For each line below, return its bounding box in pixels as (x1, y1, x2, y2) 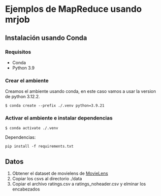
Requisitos (5, 48, 31, 55)
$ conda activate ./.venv (5, 126, 58, 131)
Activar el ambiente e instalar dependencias (5, 115, 113, 121)
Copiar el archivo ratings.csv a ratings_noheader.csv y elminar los (12, 181, 146, 187)
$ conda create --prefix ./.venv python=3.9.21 (5, 103, 105, 108)
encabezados (12, 186, 40, 192)
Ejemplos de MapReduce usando (5, 3, 142, 15)
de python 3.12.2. (5, 94, 40, 100)
